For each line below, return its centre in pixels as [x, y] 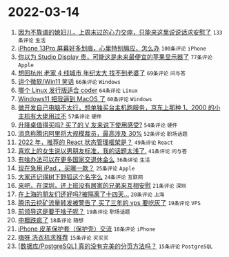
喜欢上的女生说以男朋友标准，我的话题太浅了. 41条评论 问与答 [102, 150]
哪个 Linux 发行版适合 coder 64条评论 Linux [78, 90]
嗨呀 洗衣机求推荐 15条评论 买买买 [63, 237]
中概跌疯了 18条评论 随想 [51, 220]
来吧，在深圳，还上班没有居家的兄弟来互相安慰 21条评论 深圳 [102, 185]
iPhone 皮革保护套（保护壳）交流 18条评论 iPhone [87, 229]
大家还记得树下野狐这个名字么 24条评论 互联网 [80, 177]
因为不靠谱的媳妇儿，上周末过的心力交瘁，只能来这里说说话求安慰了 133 [120, 32]
